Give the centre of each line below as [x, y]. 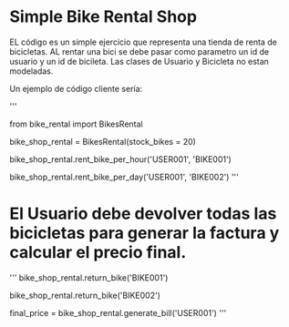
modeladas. [31, 71]
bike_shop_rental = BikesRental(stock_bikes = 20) [103, 141]
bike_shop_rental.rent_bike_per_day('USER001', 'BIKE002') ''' [124, 177]
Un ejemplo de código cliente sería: [76, 88]
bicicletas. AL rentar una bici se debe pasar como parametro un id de [139, 51]
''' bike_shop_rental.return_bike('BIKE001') [89, 277]
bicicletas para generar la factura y [144, 233]
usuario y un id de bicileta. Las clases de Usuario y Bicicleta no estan [139, 61]
